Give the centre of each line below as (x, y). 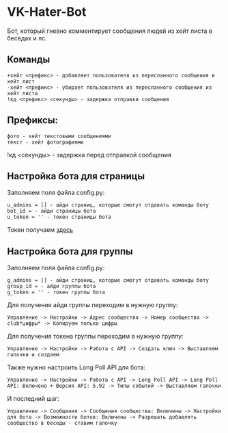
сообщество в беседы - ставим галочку (62, 423)
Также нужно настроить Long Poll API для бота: (76, 367)
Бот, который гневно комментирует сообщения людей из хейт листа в (110, 31)
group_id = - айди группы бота (52, 287)
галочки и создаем (33, 355)
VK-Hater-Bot (47, 12)
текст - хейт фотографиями (45, 142)
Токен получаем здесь (40, 230)
